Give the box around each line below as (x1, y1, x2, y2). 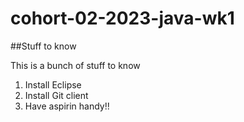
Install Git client (24, 89, 89, 101)
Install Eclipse (24, 78, 82, 91)
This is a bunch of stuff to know (10, 59, 141, 71)
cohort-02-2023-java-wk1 (10, 7, 235, 30)
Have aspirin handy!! (24, 100, 110, 112)
